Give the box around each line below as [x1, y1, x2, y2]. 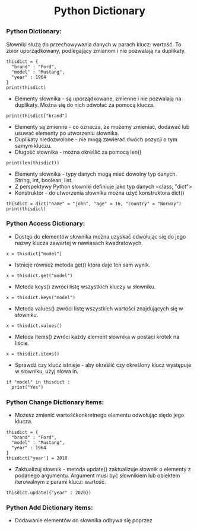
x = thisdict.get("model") [6, 272, 73, 278]
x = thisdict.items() [6, 351, 60, 357]
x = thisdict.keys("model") [6, 294, 76, 300]
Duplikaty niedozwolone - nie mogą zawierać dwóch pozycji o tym [14, 135, 178, 143]
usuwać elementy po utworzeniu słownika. [14, 129, 120, 137]
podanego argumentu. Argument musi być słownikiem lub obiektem [14, 472, 180, 479]
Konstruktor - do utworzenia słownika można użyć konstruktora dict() [14, 189, 185, 196]
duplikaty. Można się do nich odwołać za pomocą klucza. [14, 101, 155, 108]
